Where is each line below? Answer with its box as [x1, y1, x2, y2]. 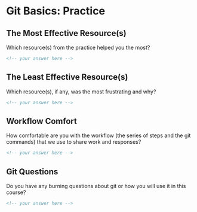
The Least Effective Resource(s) [6, 72, 128, 82]
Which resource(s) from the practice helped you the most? [6, 44, 150, 51]
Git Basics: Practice [6, 4, 106, 18]
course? [6, 189, 26, 196]
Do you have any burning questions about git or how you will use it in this [6, 183, 186, 190]
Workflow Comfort [6, 116, 78, 126]
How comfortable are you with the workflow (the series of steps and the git [6, 132, 191, 139]
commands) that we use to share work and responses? [6, 138, 141, 146]
